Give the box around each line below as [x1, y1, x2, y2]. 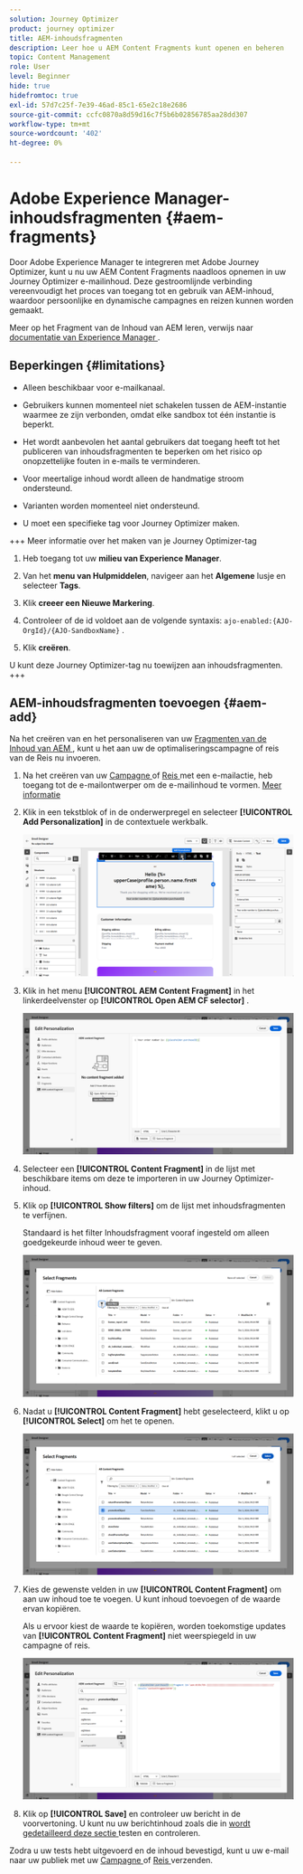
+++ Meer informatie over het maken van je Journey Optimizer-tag [9, 535, 257, 546]
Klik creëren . [22, 642, 71, 653]
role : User [9, 62, 50, 71]
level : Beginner [9, 72, 70, 81]
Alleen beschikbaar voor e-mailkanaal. [22, 382, 165, 393]
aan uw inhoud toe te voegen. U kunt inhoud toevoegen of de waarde [22, 1594, 281, 1604]
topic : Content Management [9, 52, 111, 62]
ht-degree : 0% [9, 138, 63, 148]
